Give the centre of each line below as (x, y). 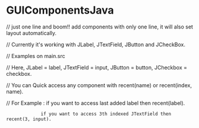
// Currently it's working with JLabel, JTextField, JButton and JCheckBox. (96, 44)
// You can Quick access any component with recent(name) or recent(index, (99, 85)
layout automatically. (31, 33)
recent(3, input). (29, 119)
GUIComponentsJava (60, 10)
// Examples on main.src (36, 56)
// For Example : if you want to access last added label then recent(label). (96, 103)
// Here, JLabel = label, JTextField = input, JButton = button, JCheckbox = (97, 67)
